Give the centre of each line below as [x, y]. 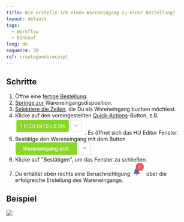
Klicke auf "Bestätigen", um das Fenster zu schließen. [81, 159]
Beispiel [22, 198]
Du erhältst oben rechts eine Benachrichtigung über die [91, 174]
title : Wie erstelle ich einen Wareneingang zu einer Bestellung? [91, 13]
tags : [13, 25]
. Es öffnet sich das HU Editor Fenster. [132, 132]
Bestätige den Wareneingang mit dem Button [70, 139]
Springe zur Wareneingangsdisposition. [64, 102]
